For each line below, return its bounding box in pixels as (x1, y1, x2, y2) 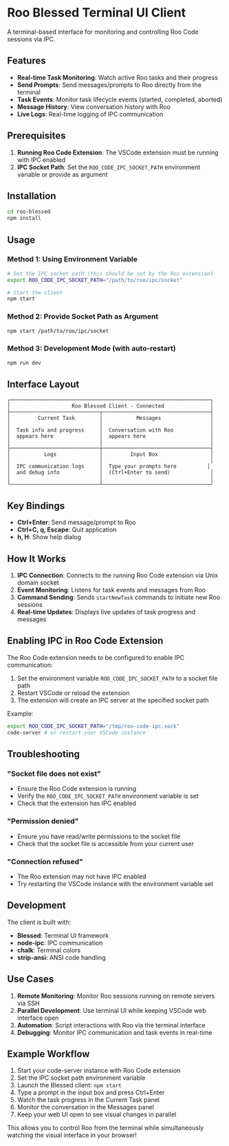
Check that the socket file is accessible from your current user (17, 839, 195, 847)
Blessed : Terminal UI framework (17, 931, 109, 939)
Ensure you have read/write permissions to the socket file (17, 832, 181, 841)
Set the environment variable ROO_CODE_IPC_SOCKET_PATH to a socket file (17, 674, 218, 682)
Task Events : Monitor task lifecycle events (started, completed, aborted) (17, 95, 223, 103)
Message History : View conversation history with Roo (17, 102, 171, 111)
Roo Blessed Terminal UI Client (7, 5, 186, 21)
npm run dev (7, 359, 41, 366)
